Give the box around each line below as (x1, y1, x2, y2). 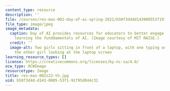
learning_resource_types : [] (5, 54, 67, 60)
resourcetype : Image (5, 69, 49, 74)
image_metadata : (5, 26, 39, 31)
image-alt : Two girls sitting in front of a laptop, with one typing (10, 45, 159, 50)
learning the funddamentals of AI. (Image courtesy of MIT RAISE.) (14, 36, 159, 41)
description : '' (5, 12, 39, 17)
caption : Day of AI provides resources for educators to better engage (10, 31, 164, 36)
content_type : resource (5, 7, 56, 13)
